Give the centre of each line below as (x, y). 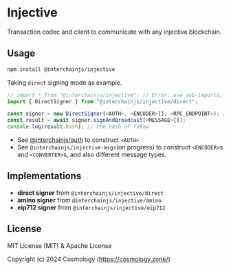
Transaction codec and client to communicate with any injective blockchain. (114, 32)
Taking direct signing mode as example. (65, 82)
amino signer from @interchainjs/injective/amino (89, 200)
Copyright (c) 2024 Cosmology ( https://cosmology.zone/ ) (89, 259)
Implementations (44, 176)
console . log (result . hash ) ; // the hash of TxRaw (78, 127)
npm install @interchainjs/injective (61, 69)
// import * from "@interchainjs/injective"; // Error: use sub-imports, (115, 95)
